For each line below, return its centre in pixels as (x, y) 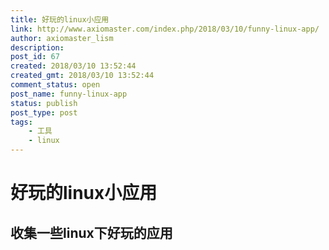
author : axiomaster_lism (62, 38)
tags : (21, 122)
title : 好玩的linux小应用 (60, 19)
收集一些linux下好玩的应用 (91, 232)
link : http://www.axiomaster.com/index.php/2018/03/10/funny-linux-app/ (165, 29)
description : (37, 47)
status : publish (44, 103)
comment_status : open (55, 85)
